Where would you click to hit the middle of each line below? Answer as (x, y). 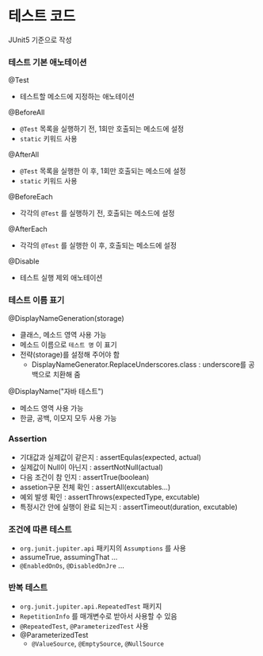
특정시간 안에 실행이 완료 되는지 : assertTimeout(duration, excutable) (128, 507)
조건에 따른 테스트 (40, 529)
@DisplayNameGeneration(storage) (66, 318)
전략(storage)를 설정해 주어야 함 (70, 354)
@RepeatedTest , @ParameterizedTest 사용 (84, 626)
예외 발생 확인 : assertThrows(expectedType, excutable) (110, 496)
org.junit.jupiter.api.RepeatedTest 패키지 (91, 606)
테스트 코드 (42, 16)
